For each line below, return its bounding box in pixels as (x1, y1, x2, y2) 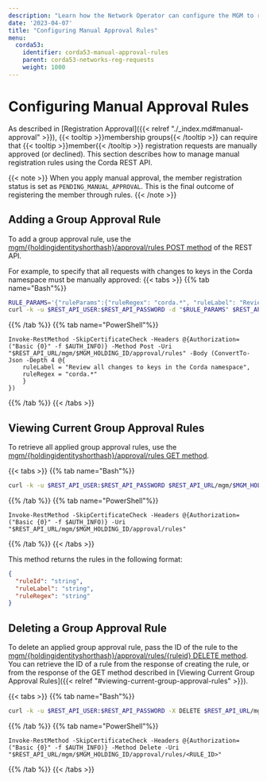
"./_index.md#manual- (170, 124, 244, 133)
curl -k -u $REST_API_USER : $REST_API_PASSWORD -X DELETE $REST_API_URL (8, 707, 250, 715)
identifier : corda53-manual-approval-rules (22, 48, 169, 56)
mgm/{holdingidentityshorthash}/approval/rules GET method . (8, 450, 209, 461)
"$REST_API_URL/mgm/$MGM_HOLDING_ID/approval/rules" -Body (8, 350, 208, 358)
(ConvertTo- (211, 350, 250, 358)
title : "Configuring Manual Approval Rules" (8, 26, 158, 34)
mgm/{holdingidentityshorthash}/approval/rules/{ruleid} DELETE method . (8, 651, 249, 660)
